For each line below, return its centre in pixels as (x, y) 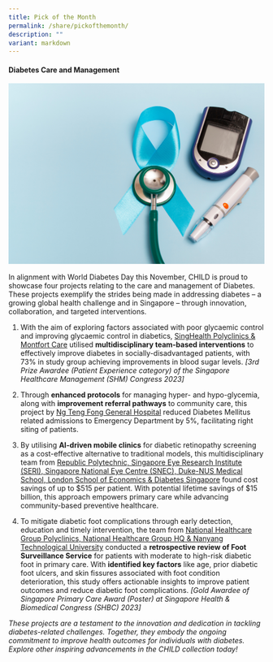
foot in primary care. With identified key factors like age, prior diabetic (139, 565)
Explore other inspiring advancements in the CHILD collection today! (123, 649)
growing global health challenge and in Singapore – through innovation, (128, 303)
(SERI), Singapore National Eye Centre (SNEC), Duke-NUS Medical (131, 471)
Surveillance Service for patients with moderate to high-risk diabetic (136, 556)
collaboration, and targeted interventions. (78, 312)
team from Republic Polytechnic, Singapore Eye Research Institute (131, 462)
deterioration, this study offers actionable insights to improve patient (134, 582)
